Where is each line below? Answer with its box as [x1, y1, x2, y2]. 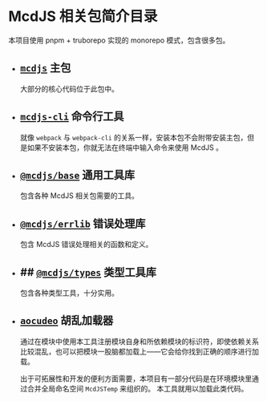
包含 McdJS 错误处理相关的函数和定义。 [19, 240, 153, 249]
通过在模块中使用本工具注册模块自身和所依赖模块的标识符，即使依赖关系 [19, 336, 259, 346]
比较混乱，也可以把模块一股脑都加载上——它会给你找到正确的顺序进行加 [19, 346, 259, 356]
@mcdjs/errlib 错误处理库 [19, 217, 146, 230]
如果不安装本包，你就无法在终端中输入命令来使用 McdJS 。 [26, 142, 223, 152]
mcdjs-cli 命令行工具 [19, 110, 124, 124]
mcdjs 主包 [19, 61, 71, 75]
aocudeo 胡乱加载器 [19, 314, 114, 327]
